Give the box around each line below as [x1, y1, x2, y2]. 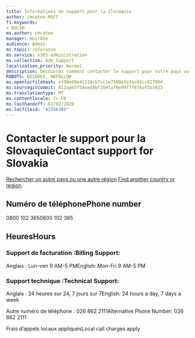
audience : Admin [6, 42, 46, 47]
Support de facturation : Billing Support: [6, 249, 121, 257]
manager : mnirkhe [6, 36, 48, 42]
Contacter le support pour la [6, 132, 146, 145]
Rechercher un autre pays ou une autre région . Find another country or [6, 176, 175, 183]
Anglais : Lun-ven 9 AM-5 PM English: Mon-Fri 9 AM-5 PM [6, 262, 146, 269]
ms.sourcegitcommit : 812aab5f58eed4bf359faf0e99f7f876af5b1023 [6, 85, 163, 91]
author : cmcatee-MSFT [6, 14, 59, 20]
